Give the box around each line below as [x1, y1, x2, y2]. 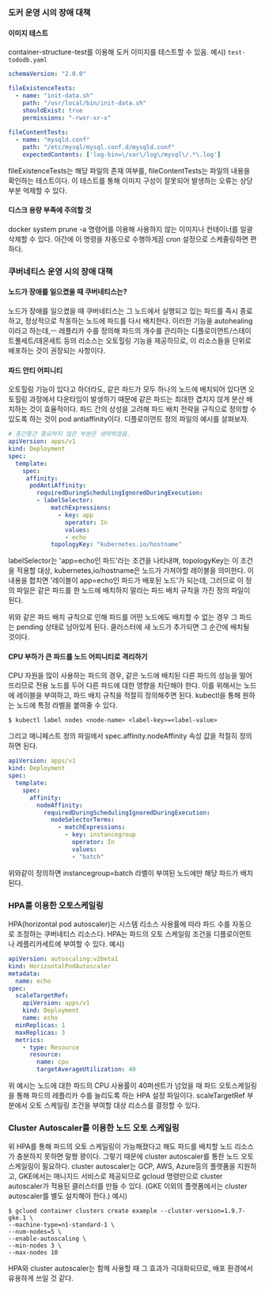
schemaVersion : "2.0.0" [8, 70, 87, 78]
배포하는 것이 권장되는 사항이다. [8, 346, 106, 356]
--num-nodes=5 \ [8, 1228, 62, 1236]
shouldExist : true [22, 106, 83, 114]
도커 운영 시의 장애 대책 [8, 6, 91, 17]
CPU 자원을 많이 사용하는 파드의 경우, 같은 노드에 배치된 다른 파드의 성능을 [8, 671, 238, 681]
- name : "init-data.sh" [15, 91, 93, 100]
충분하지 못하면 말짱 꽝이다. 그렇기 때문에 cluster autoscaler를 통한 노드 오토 [16, 1151, 255, 1162]
